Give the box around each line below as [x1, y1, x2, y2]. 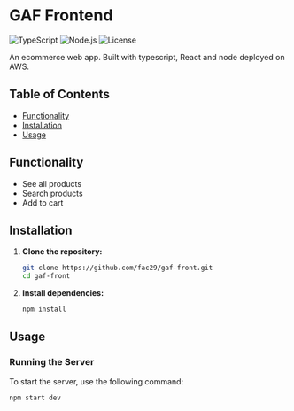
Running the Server [9, 356, 95, 368]
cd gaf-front [21, 272, 71, 281]
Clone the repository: [21, 246, 103, 257]
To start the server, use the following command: [9, 376, 184, 386]
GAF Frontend [9, 5, 113, 26]
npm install [21, 305, 66, 314]
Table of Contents [9, 87, 111, 102]
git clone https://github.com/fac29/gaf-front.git [21, 263, 213, 273]
